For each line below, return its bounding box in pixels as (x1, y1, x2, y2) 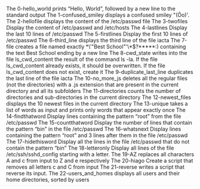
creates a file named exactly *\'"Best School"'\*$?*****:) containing (15, 43, 186, 50)
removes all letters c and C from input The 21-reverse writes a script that (6, 163, 185, 171)
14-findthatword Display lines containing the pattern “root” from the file (6, 113, 181, 120)
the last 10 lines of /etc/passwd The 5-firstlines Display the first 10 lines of (6, 30, 188, 38)
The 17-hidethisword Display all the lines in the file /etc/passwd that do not (6, 138, 190, 145)
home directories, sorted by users (6, 176, 90, 183)
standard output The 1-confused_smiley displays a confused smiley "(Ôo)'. (6, 11, 190, 18)
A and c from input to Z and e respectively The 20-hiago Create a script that (6, 157, 193, 164)
